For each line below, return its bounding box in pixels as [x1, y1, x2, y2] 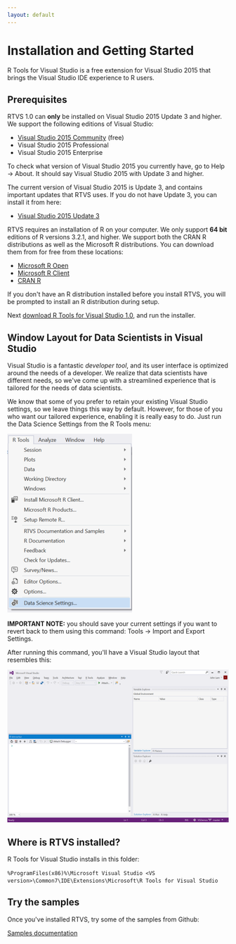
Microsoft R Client [17, 269, 70, 277]
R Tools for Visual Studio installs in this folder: [7, 855, 140, 863]
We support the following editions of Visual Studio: [7, 120, 154, 128]
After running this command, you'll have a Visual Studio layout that [7, 648, 200, 657]
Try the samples [7, 896, 79, 908]
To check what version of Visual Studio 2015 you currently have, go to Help [7, 162, 225, 170]
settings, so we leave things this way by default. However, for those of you [7, 405, 223, 413]
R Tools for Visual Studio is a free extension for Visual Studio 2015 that [7, 65, 211, 74]
